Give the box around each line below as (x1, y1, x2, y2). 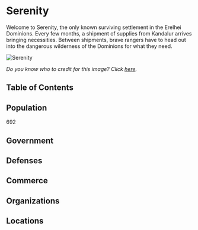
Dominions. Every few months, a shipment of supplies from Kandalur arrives (6, 30, 192, 37)
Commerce (6, 176, 49, 186)
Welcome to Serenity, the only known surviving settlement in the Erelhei (6, 24, 182, 31)
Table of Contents (6, 83, 74, 93)
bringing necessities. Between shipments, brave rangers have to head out (6, 36, 187, 43)
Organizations (6, 196, 60, 206)
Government (6, 135, 54, 145)
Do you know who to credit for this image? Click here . (6, 65, 138, 72)
